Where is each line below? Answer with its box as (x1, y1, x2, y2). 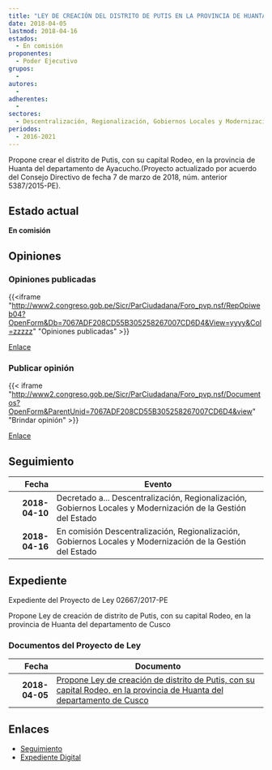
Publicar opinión (8, 363, 74, 374)
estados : (8, 34, 38, 43)
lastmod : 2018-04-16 (8, 27, 79, 35)
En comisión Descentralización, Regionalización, (56, 526, 240, 537)
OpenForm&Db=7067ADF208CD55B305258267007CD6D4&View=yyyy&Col (8, 318, 261, 328)
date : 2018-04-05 (8, 19, 67, 28)
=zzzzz (8, 326, 33, 337)
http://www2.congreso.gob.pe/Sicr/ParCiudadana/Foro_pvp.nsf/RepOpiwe (11, 301, 261, 311)
